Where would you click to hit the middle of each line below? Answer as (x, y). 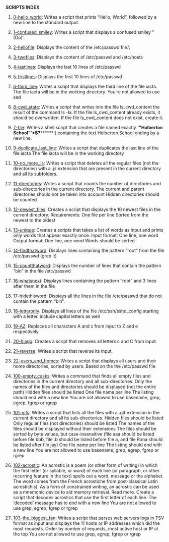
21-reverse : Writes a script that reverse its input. (63, 351)
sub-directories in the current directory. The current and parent (79, 189)
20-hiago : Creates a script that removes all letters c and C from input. (85, 341)
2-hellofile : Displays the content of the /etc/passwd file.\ (71, 47)
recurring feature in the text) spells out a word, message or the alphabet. (88, 476)
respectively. (26, 332)
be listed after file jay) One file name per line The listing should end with (88, 445)
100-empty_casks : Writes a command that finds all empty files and (82, 376)
